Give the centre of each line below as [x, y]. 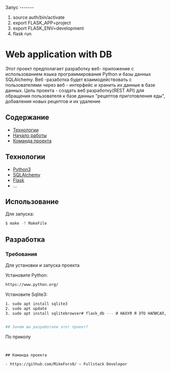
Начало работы [30, 135]
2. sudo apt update [26, 308]
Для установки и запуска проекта [42, 265]
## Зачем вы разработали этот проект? [47, 327]
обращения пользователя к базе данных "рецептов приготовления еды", [85, 96]
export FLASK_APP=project [42, 23]
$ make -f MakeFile [26, 223]
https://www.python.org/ [32, 284]
